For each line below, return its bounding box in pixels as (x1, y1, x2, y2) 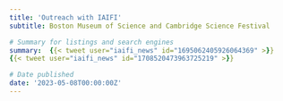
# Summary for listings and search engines (9, 38, 175, 46)
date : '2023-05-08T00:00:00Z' (9, 79, 123, 88)
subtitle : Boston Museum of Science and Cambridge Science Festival (9, 21, 270, 30)
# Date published (9, 71, 74, 80)
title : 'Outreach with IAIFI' (9, 13, 123, 22)
